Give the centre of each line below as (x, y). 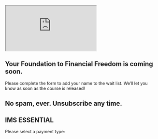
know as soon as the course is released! (45, 88)
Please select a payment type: (35, 132)
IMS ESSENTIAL (29, 120)
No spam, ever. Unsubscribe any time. (64, 104)
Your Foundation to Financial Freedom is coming (79, 64)
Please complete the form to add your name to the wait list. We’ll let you (77, 83)
